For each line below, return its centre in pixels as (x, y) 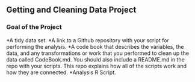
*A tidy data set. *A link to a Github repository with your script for (88, 40)
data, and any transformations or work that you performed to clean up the (98, 53)
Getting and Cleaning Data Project (71, 10)
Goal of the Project (34, 27)
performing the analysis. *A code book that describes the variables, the (95, 46)
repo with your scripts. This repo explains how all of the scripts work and (97, 66)
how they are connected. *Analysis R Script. (61, 72)
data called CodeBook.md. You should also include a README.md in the (95, 59)
